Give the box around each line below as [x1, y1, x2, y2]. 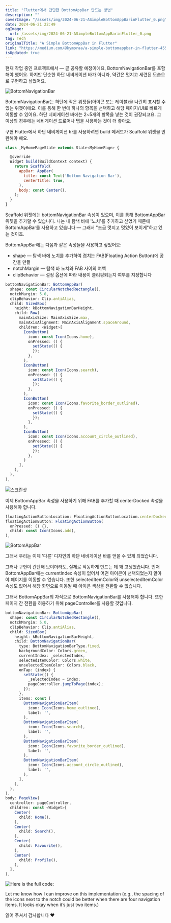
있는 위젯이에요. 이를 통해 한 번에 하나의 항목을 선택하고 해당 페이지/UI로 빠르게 [5, 105, 162, 111]
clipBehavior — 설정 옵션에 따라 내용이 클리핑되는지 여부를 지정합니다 [12, 272, 152, 278]
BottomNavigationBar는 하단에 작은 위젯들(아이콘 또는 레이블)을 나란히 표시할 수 [5, 98, 166, 105]
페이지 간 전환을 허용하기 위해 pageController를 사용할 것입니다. [5, 600, 133, 606]
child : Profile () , [18, 857, 58, 863]
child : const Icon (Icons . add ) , [10, 528, 76, 534]
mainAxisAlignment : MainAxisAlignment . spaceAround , [18, 320, 131, 325]
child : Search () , [18, 829, 56, 834]
